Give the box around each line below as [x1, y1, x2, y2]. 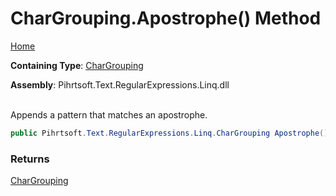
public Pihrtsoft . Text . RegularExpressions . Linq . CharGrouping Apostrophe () [10, 128, 329, 138]
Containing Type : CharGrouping [10, 59, 144, 71]
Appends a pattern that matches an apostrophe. [10, 108, 208, 121]
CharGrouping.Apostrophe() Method [10, 7, 322, 30]
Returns [10, 152, 50, 166]
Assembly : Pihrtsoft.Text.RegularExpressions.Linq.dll [10, 78, 230, 91]
